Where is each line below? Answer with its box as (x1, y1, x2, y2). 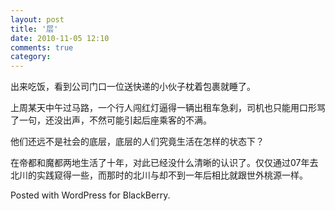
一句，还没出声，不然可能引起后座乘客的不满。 (18, 114, 212, 126)
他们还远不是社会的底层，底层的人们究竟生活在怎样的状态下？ (10, 136, 265, 148)
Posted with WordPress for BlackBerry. (10, 189, 171, 201)
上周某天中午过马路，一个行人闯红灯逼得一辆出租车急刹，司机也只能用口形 (10, 102, 317, 114)
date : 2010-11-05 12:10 (10, 33, 110, 43)
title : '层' (10, 24, 59, 34)
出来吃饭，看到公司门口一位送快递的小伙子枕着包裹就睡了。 (10, 81, 256, 93)
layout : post (10, 14, 65, 25)
